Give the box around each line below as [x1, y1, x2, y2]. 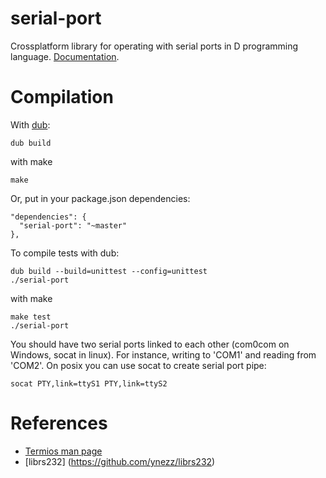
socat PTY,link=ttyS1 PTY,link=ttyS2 [10, 378, 168, 389]
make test [10, 312, 52, 322]
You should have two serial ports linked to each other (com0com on [10, 338, 290, 350]
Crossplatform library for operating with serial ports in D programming [10, 40, 299, 52]
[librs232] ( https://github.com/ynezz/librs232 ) [24, 455, 216, 467]
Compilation [10, 86, 114, 109]
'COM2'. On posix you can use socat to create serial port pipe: [10, 359, 267, 371]
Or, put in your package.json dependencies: [10, 192, 191, 204]
